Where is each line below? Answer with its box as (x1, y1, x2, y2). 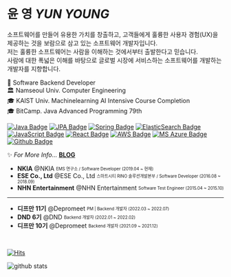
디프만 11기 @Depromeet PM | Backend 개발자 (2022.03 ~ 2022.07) (16, 204, 170, 212)
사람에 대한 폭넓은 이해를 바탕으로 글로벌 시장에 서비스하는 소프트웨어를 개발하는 (7, 56, 222, 64)
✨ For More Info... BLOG (7, 151, 76, 159)
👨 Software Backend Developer (7, 78, 96, 87)
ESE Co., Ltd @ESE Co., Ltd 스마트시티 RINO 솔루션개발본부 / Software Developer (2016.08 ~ (16, 171, 221, 179)
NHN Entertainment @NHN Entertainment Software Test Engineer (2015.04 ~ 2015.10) (16, 184, 224, 192)
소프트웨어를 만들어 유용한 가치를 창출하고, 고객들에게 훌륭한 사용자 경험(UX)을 (7, 30, 219, 38)
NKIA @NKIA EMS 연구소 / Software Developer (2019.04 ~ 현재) (16, 164, 154, 173)
